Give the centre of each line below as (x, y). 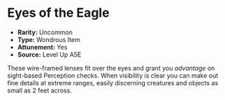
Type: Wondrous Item (49, 39)
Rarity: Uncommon (45, 32)
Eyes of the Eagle (58, 13)
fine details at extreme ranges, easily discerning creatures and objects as (113, 83)
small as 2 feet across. (39, 90)
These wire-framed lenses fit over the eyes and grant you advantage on (111, 68)
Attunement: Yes (42, 47)
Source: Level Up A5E (49, 55)
